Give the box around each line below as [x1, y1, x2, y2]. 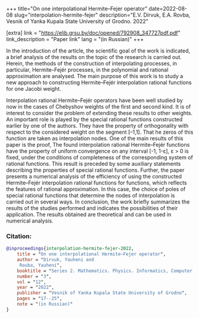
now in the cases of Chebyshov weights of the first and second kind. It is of [6, 103, 191, 110]
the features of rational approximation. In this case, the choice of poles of [6, 186, 186, 193]
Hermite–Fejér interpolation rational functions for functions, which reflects [6, 179, 187, 186]
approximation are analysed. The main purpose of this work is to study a [6, 73, 184, 79]
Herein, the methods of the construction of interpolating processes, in [6, 60, 177, 67]
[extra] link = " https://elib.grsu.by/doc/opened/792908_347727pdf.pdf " [6, 29, 181, 36]
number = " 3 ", [17, 273, 52, 279]
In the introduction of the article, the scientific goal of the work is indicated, [6, 47, 191, 54]
